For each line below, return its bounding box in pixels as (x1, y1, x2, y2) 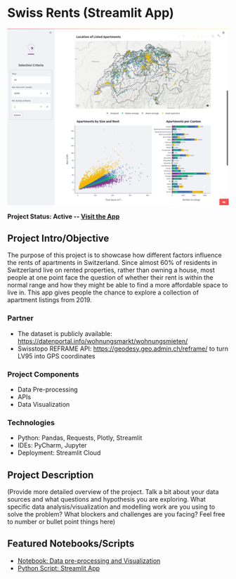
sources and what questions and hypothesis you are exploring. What (7, 495, 206, 504)
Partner (7, 313, 34, 323)
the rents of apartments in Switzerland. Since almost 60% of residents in (7, 259, 218, 267)
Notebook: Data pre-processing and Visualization (17, 557, 161, 565)
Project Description (7, 469, 94, 481)
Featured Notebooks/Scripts (7, 538, 135, 549)
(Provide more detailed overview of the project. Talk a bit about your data (7, 488, 219, 496)
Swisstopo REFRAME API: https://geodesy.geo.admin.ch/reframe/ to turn (17, 344, 229, 353)
